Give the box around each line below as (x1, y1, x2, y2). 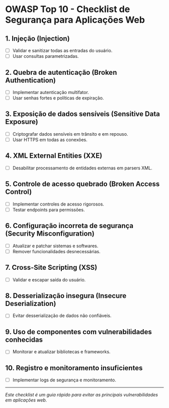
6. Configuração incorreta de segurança (5, 222, 134, 230)
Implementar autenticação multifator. (12, 89, 89, 95)
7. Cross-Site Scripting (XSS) (5, 263, 98, 272)
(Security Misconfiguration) (5, 230, 95, 238)
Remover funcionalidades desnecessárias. (12, 248, 101, 254)
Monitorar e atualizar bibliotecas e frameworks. (12, 349, 111, 355)
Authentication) (5, 76, 56, 84)
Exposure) (5, 118, 39, 126)
